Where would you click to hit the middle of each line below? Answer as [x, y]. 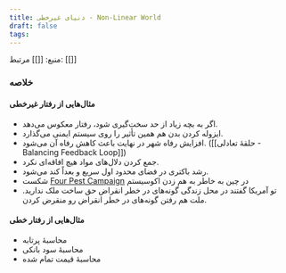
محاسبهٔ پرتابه [45, 240]
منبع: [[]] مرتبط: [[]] [43, 60]
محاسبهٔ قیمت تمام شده [61, 259]
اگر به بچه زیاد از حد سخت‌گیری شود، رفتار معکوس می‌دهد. [120, 124]
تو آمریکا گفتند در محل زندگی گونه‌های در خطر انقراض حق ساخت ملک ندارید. [149, 190]
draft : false [33, 26]
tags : [19, 34]
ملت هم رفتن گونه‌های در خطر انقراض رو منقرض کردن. [114, 199]
